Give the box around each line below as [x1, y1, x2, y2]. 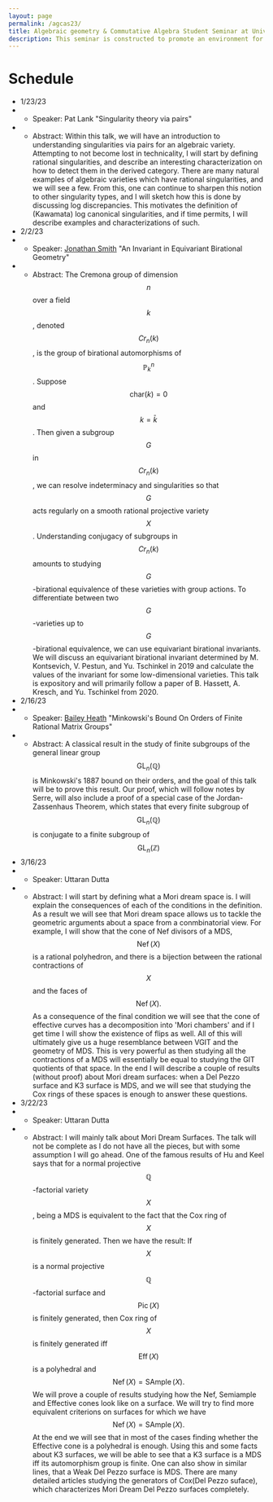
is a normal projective [32, 1262, 106, 1271]
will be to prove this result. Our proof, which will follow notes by [32, 784, 245, 794]
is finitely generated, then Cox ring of [32, 1313, 158, 1324]
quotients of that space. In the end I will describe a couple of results [32, 1064, 260, 1074]
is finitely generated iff [32, 1339, 108, 1349]
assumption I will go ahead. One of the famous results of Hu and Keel [32, 1150, 265, 1160]
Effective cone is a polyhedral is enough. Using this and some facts [32, 1441, 258, 1451]
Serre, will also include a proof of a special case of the [32, 793, 215, 802]
